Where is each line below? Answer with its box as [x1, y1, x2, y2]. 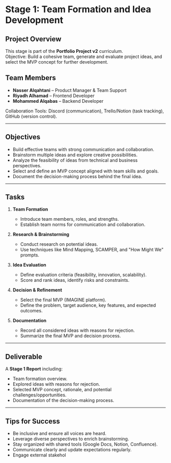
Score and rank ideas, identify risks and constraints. [20, 277, 130, 283]
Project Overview [5, 35, 62, 43]
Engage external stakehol [12, 452, 66, 458]
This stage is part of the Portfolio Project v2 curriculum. [5, 48, 123, 54]
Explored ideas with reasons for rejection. [12, 381, 100, 387]
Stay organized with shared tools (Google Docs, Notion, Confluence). [12, 441, 158, 447]
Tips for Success [5, 417, 60, 425]
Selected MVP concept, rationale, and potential [12, 387, 112, 393]
